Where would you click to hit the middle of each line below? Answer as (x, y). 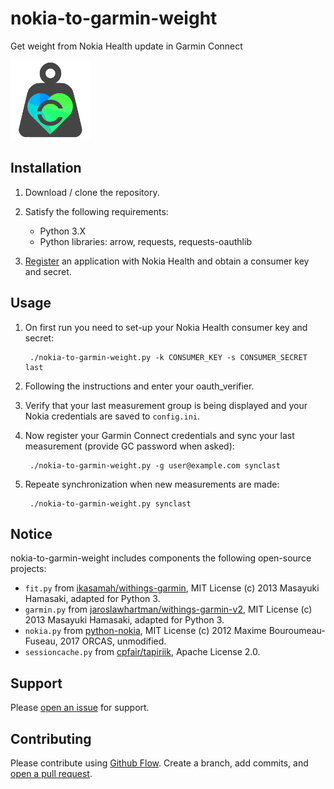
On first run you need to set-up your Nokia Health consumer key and (166, 327)
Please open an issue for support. (80, 708)
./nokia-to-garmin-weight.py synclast (110, 503)
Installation (46, 168)
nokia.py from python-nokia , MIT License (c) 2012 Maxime (145, 631)
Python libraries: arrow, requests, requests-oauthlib (145, 241)
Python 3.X (62, 231)
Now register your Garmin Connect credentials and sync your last (159, 435)
